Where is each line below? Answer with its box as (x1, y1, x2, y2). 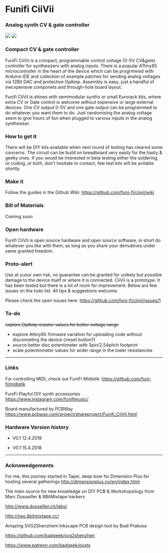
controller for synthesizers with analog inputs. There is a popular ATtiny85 (5, 63, 157, 69)
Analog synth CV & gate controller (5, 22, 90, 29)
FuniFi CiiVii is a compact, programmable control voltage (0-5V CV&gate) (5, 57, 156, 63)
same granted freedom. (5, 248, 54, 254)
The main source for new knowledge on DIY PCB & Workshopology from (5, 488, 154, 494)
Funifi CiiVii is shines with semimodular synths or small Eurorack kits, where (5, 94, 161, 100)
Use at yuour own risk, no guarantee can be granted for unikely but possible (5, 272, 162, 278)
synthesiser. (5, 120, 30, 126)
